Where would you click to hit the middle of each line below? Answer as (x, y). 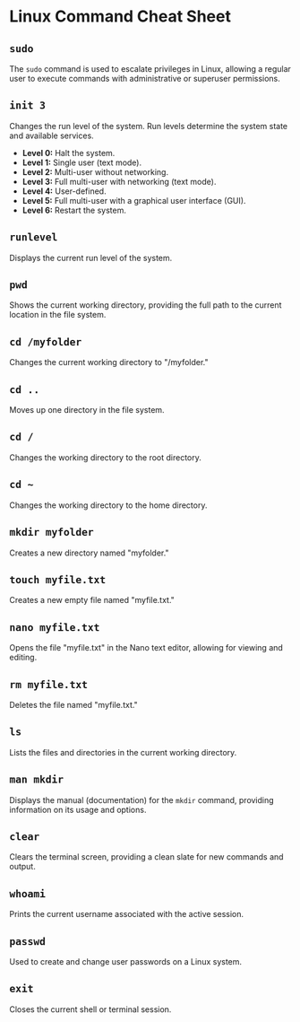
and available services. (51, 135)
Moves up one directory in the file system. (87, 410)
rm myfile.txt (48, 684)
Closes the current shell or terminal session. (90, 1009)
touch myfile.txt (57, 579)
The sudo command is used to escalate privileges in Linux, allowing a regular (150, 69)
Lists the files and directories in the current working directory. (123, 752)
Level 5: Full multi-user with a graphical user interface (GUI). (134, 200)
